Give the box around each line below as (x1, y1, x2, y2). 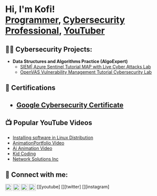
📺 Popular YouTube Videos (5, 118, 92, 127)
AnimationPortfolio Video (12, 140, 64, 146)
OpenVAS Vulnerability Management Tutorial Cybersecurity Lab (20, 69, 152, 75)
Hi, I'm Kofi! (5, 4, 55, 15)
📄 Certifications (5, 84, 56, 92)
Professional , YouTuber (5, 25, 105, 36)
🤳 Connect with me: (5, 170, 68, 179)
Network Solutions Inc (12, 156, 59, 162)
